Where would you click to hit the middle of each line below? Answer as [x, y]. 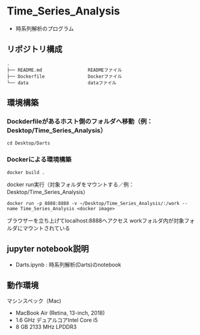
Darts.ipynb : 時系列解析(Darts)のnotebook [68, 265]
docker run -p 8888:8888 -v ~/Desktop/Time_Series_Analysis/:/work [93, 203]
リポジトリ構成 [35, 49]
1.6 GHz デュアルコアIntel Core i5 [57, 320]
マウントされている [46, 228]
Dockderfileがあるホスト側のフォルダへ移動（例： [80, 122]
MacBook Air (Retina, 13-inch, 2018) [60, 313]
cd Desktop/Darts [29, 143]
